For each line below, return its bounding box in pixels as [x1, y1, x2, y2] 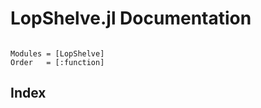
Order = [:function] [10, 57, 105, 67]
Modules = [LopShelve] [10, 48, 105, 59]
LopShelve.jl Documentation [10, 7, 252, 30]
